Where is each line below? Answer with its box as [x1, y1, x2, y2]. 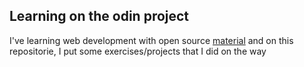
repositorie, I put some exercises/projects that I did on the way [9, 45, 267, 57]
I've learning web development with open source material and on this [9, 34, 294, 46]
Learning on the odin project [9, 8, 190, 25]
